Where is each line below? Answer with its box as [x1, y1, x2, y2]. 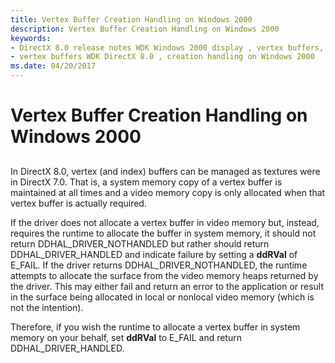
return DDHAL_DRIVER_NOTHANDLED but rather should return [10, 237, 270, 250]
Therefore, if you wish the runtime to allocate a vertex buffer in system [10, 321, 301, 333]
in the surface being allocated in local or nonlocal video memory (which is [10, 291, 315, 303]
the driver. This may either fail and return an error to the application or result [10, 280, 325, 292]
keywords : [10, 33, 52, 43]
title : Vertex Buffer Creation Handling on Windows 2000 [10, 14, 253, 25]
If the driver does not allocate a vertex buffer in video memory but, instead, [10, 216, 320, 228]
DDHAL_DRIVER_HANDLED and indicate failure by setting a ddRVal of [10, 248, 298, 260]
